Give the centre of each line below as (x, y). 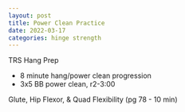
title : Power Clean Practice (57, 23)
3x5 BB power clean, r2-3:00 (67, 84)
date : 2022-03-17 (37, 30)
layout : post (30, 15)
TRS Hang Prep (33, 60)
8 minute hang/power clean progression (85, 75)
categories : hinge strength (55, 38)
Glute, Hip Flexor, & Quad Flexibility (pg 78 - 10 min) (93, 99)
